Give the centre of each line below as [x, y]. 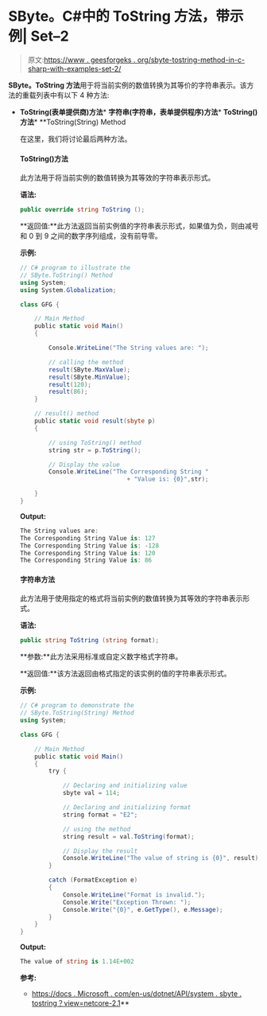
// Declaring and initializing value [125, 786]
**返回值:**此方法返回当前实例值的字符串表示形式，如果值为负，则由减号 [139, 226]
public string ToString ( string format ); [89, 640]
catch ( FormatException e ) [93, 880]
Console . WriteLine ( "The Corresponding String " [129, 472]
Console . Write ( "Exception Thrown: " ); [127, 902]
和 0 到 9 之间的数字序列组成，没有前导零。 [91, 236]
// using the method [97, 829]
